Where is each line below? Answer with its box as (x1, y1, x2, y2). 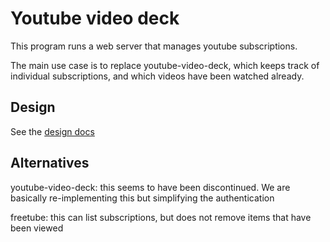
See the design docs (10, 125, 95, 137)
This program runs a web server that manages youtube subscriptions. (10, 40, 298, 52)
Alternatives (10, 155, 90, 172)
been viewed (10, 222, 64, 234)
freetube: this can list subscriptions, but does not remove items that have (10, 211, 312, 223)
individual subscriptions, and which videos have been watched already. (10, 70, 305, 82)
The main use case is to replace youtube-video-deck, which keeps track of (10, 59, 320, 71)
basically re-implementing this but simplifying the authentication (10, 192, 275, 204)
